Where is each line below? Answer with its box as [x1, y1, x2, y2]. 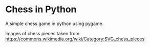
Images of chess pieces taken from [5, 30, 80, 36]
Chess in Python [5, 4, 77, 15]
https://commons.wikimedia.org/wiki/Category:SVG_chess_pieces [5, 36, 145, 42]
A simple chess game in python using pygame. [5, 20, 104, 27]
